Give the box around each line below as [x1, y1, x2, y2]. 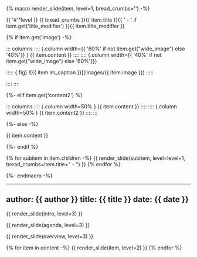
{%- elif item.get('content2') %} [6, 92, 83, 98]
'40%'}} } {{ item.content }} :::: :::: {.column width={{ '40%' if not [6, 52, 162, 58]
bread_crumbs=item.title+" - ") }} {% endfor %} [6, 161, 121, 167]
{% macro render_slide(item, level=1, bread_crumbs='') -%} [6, 5, 150, 12]
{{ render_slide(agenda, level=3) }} [6, 221, 90, 228]
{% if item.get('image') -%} [6, 34, 72, 40]
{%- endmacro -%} [6, 172, 53, 179]
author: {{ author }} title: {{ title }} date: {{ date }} [6, 194, 189, 204]
